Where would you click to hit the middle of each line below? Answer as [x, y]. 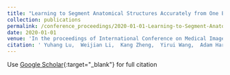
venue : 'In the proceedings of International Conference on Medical [107, 39]
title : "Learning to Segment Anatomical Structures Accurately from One [113, 13]
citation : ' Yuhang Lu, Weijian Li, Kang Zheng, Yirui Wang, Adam [110, 45]
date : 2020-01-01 [32, 32]
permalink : [23, 26]
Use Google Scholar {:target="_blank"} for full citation [82, 64]
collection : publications [44, 20]
